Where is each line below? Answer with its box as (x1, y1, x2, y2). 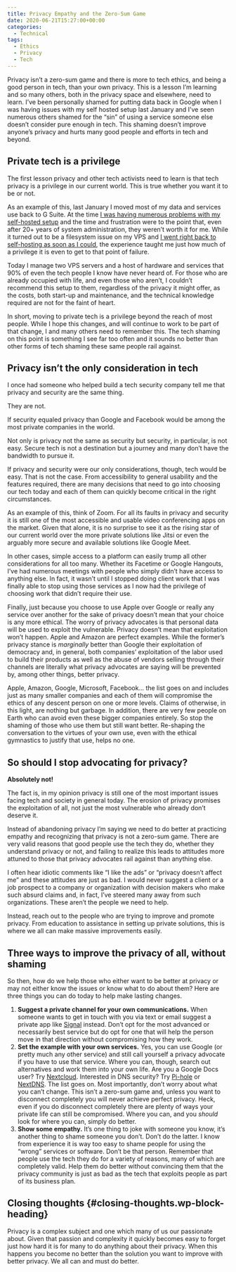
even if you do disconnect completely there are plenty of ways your (17, 1103, 214, 1110)
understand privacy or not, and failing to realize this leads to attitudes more (7, 848, 225, 856)
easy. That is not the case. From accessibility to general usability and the (7, 472, 218, 481)
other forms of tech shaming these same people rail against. (7, 342, 182, 350)
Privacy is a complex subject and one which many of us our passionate (7, 1227, 213, 1235)
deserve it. (7, 811, 39, 819)
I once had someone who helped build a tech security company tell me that (7, 381, 225, 389)
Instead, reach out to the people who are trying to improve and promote (7, 911, 215, 921)
